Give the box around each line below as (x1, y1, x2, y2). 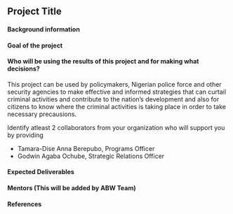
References (7, 199, 42, 208)
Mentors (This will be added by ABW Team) (7, 183, 136, 192)
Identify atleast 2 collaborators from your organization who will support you (7, 123, 225, 131)
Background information (7, 24, 81, 34)
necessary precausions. (7, 110, 77, 118)
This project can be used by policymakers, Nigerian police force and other (7, 80, 222, 88)
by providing (7, 131, 44, 139)
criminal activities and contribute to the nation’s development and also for (7, 94, 220, 104)
